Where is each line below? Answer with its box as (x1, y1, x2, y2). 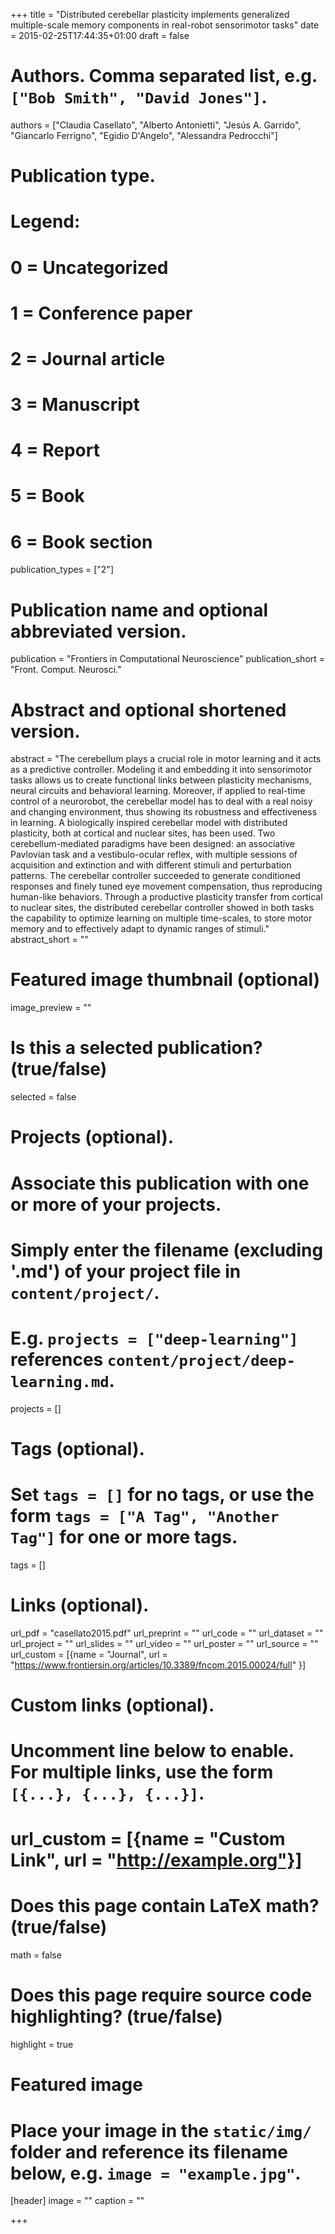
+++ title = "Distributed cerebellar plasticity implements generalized (10, 9, 290, 20)
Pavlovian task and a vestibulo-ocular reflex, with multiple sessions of (10, 849, 298, 861)
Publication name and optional (10, 599, 269, 621)
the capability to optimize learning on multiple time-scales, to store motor (10, 912, 313, 924)
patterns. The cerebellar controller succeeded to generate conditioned (10, 870, 301, 882)
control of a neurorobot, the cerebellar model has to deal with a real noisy (10, 795, 313, 808)
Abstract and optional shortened (10, 699, 287, 721)
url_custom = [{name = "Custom (10, 1828, 286, 1851)
